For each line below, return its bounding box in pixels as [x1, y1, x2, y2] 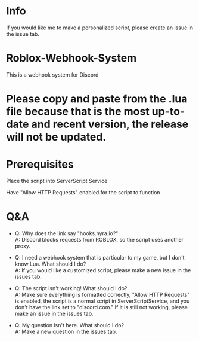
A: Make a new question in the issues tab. [14, 328, 117, 335]
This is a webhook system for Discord [6, 71, 99, 78]
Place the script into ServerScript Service [6, 178, 108, 184]
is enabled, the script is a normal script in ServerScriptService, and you [14, 297, 190, 305]
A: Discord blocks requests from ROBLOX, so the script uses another [14, 236, 184, 243]
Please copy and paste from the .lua [6, 92, 188, 106]
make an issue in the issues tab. [14, 310, 94, 317]
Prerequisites [6, 157, 74, 171]
